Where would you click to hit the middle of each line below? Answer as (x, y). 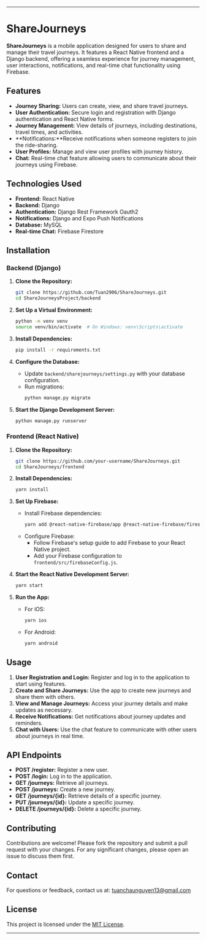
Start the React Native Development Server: (72, 574)
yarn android (41, 643)
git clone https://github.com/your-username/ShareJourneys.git (98, 461)
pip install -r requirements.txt (58, 350)
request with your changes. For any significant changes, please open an (97, 850)
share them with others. (45, 696)
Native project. (52, 549)
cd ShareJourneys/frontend (50, 467)
